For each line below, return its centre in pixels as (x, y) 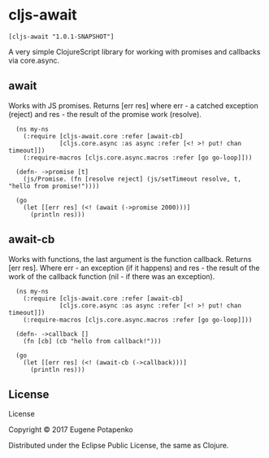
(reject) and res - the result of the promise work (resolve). (105, 114)
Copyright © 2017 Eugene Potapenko (71, 430)
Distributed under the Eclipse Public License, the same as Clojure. (119, 446)
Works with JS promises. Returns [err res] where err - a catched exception (133, 105)
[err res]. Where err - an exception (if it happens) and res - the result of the (134, 268)
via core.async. (34, 60)
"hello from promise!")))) (54, 186)
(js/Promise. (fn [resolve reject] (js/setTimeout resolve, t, (132, 179)
